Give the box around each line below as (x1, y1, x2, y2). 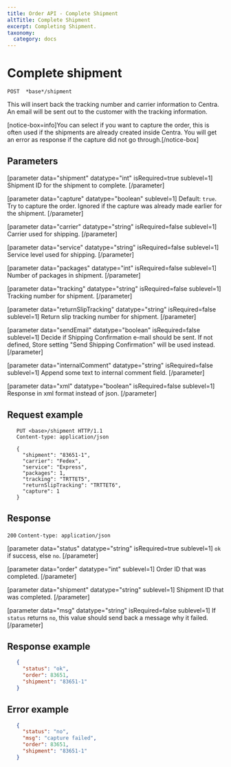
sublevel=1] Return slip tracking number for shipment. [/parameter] (7, 312, 197, 320)
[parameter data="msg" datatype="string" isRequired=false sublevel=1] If (7, 606, 217, 614)
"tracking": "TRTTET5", (22, 475, 91, 482)
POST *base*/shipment (7, 88, 72, 95)
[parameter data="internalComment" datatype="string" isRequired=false (7, 361, 213, 369)
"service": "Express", (22, 463, 88, 471)
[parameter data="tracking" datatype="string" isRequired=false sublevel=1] (7, 284, 221, 293)
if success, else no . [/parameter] (7, 551, 98, 560)
